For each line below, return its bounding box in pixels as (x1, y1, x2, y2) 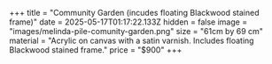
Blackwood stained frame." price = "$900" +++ (9, 45, 183, 55)
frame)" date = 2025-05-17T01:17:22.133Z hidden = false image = (9, 17, 248, 27)
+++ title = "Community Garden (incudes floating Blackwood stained (9, 8, 260, 18)
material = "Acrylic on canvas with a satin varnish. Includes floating (9, 35, 254, 46)
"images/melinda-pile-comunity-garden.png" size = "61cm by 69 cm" (9, 26, 264, 36)
